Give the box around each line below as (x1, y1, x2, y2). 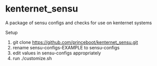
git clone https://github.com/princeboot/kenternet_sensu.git (12, 39, 138, 45)
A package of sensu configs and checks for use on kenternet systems (5, 20, 152, 26)
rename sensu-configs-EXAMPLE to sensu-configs (12, 44, 120, 50)
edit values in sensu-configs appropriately (12, 50, 101, 56)
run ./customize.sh (12, 55, 52, 61)
